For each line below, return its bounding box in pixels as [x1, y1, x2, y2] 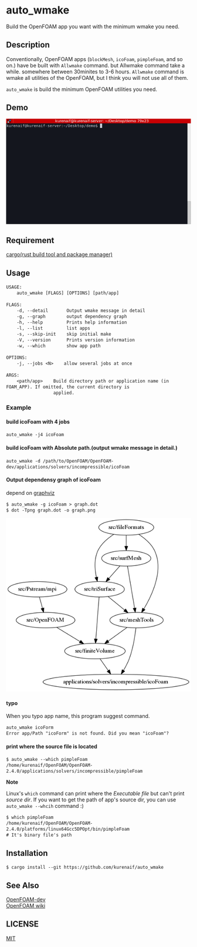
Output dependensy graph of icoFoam [6, 476, 101, 483]
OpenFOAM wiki [6, 902, 46, 909]
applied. [53, 390, 75, 396]
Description [6, 40, 50, 50]
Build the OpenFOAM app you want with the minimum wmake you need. [6, 23, 180, 30]
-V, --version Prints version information [16, 337, 135, 343]
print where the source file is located [6, 743, 98, 750]
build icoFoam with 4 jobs [6, 418, 70, 425]
